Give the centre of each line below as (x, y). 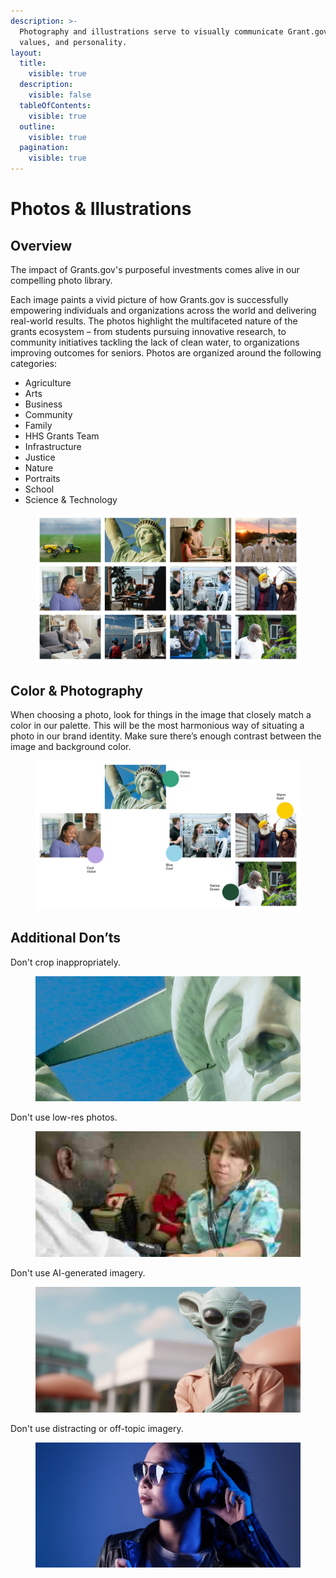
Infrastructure (53, 446)
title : (33, 63)
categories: (33, 363)
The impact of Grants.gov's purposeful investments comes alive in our (155, 269)
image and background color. (71, 747)
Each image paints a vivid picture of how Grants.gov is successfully (149, 299)
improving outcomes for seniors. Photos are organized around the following (166, 353)
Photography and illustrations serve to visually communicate (151, 31)
